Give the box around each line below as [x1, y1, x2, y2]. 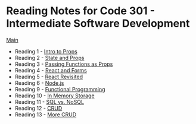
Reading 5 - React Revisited [14, 73, 83, 80]
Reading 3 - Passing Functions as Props [14, 61, 113, 68]
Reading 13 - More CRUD [14, 111, 77, 118]
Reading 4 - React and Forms [14, 66, 88, 74]
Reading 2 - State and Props [14, 54, 85, 61]
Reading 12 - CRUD [14, 104, 63, 112]
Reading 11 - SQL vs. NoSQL [14, 98, 85, 105]
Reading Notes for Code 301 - [6, 4, 155, 18]
